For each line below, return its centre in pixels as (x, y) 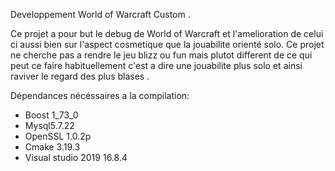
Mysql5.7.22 (49, 125)
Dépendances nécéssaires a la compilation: (100, 95)
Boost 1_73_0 (51, 115)
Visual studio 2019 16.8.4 (76, 157)
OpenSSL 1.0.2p (58, 136)
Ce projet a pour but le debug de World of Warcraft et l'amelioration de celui (167, 33)
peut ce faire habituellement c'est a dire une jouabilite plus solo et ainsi (156, 65)
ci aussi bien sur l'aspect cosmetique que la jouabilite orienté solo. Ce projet (167, 44)
